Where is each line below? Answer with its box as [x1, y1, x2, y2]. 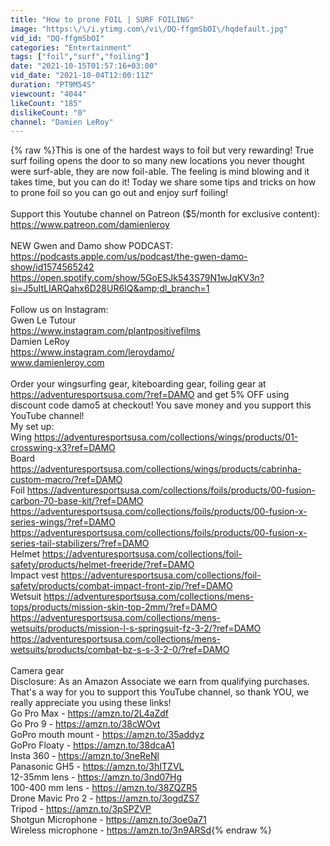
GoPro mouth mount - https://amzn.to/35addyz [10, 729, 205, 741]
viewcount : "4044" [10, 89, 87, 99]
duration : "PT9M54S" [10, 80, 97, 90]
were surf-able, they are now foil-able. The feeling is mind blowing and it [10, 166, 310, 178]
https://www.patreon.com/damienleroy [10, 219, 170, 231]
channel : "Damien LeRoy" [10, 117, 114, 127]
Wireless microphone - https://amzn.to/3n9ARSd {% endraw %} [10, 824, 273, 836]
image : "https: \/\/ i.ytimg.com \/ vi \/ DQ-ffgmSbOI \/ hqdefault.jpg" [10, 24, 288, 34]
